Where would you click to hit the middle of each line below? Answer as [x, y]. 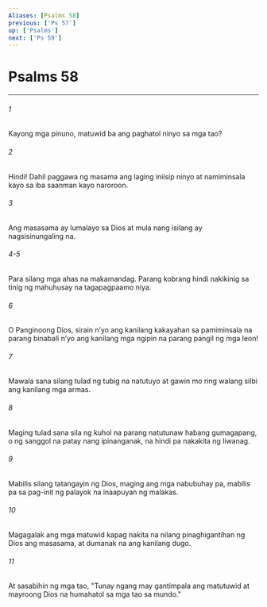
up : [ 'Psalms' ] [33, 30]
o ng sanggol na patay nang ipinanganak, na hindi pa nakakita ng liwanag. [129, 440]
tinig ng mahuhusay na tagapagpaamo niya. [80, 287]
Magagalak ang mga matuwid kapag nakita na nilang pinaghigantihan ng [127, 535]
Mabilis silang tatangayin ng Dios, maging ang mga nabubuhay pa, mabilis [130, 483]
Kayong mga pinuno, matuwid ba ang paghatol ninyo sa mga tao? [115, 134]
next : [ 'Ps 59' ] [35, 38]
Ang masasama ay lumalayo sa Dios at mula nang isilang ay [105, 228]
